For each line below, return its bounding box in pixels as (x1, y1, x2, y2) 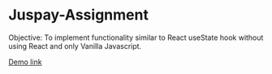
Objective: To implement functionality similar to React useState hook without (8, 33, 264, 42)
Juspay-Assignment (8, 6, 149, 24)
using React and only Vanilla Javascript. (8, 41, 142, 50)
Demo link (8, 57, 42, 67)
